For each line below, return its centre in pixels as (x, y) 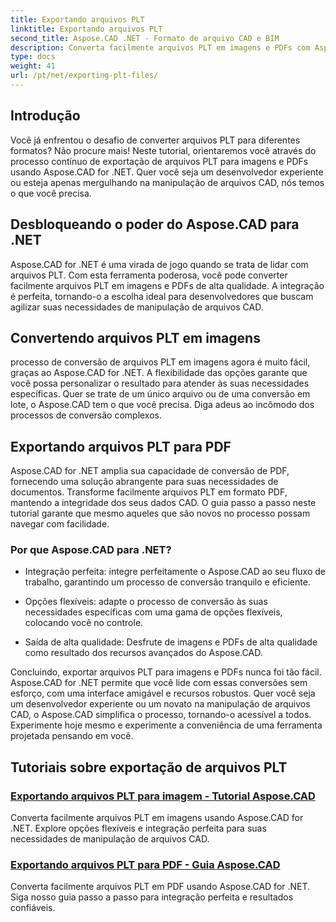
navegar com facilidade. (60, 524)
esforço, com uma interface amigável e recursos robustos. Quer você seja (163, 693)
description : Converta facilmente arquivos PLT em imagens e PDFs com (160, 47)
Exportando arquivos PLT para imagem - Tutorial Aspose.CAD (163, 796)
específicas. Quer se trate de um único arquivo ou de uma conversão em (160, 394)
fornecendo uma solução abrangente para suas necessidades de (144, 482)
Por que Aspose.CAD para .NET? (91, 550)
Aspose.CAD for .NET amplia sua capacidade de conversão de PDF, (150, 471)
